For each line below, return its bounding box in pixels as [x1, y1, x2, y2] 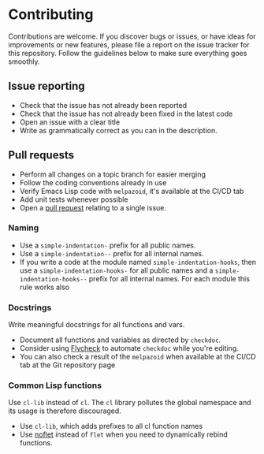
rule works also [19, 282, 69, 292]
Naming [8, 222, 39, 233]
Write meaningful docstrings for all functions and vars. [8, 320, 185, 329]
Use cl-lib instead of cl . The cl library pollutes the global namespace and [8, 398, 251, 407]
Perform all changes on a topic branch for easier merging [19, 169, 206, 179]
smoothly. [8, 57, 41, 66]
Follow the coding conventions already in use [19, 177, 167, 187]
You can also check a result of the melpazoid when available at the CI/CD [19, 352, 256, 362]
